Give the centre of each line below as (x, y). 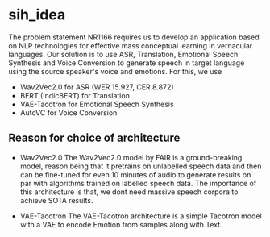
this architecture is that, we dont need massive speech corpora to (129, 192)
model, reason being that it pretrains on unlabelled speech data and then (141, 166)
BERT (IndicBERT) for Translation (75, 95)
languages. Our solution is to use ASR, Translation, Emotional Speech (123, 54)
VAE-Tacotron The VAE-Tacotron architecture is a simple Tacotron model (141, 216)
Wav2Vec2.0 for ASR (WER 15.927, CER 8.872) (97, 87)
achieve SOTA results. (56, 200)
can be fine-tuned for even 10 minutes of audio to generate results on (135, 174)
